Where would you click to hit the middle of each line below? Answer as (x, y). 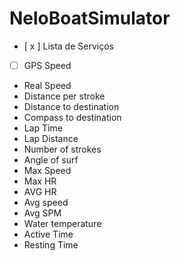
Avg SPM (42, 213)
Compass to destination (72, 117)
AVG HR (40, 191)
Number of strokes (62, 149)
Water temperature (62, 223)
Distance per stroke (64, 96)
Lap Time (43, 128)
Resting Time (51, 245)
